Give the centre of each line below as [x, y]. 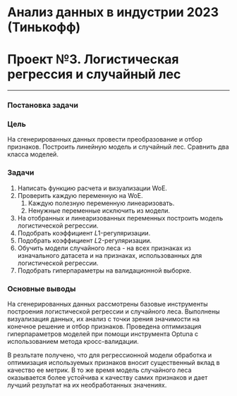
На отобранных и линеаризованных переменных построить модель [120, 218]
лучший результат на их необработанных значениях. [87, 385]
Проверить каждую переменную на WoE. [80, 195]
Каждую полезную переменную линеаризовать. [101, 203]
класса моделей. [33, 154]
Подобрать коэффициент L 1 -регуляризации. [84, 233]
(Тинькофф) [44, 27]
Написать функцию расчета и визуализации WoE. [92, 188]
